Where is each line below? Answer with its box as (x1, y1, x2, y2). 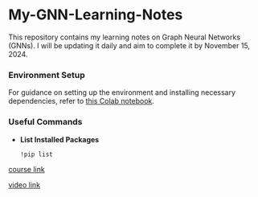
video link (8, 180, 41, 190)
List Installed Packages (19, 134, 100, 144)
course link (8, 165, 46, 174)
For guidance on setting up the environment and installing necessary (8, 88, 235, 97)
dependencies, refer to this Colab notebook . (8, 96, 155, 106)
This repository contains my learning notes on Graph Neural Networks (8, 32, 241, 42)
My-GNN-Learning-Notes (8, 6, 183, 24)
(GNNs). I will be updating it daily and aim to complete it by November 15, (8, 40, 251, 50)
